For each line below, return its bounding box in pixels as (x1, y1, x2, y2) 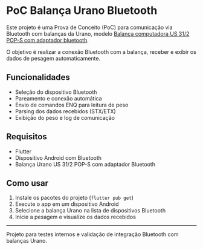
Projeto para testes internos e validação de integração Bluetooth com (6, 231, 179, 238)
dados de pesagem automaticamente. (6, 54, 101, 62)
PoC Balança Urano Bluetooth (6, 4, 158, 18)
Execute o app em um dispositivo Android (14, 200, 119, 208)
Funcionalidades (6, 72, 71, 82)
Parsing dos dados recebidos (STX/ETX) (14, 107, 116, 115)
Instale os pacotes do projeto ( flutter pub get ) (14, 194, 134, 202)
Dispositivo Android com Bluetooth (14, 154, 101, 161)
